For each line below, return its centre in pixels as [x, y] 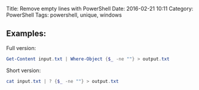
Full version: [21, 48]
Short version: [24, 70]
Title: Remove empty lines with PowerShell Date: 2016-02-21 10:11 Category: [100, 9]
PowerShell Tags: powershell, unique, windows [64, 15]
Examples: [26, 34]
